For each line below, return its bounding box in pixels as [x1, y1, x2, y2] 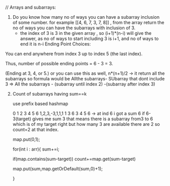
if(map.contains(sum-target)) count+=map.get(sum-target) [12, 156, 136, 162]
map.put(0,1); [12, 136, 40, 142]
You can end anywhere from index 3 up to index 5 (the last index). [5, 51, 143, 57]
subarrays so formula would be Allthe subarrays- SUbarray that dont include [5, 76, 165, 81]
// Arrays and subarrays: [5, 5, 56, 10]
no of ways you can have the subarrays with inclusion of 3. [12, 25, 136, 31]
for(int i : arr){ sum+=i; [12, 146, 60, 152]
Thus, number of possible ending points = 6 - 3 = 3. [5, 61, 113, 66]
